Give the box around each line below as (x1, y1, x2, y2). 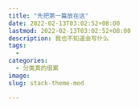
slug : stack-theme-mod (8, 79, 84, 87)
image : (8, 72, 31, 80)
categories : (8, 57, 48, 65)
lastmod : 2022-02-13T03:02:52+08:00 (8, 27, 131, 35)
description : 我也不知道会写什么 (8, 34, 110, 43)
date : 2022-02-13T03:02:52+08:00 (8, 19, 121, 27)
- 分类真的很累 (15, 64, 59, 72)
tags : (8, 42, 27, 50)
